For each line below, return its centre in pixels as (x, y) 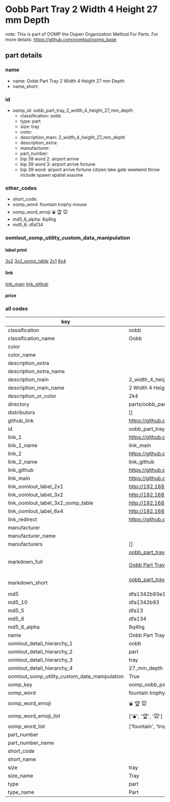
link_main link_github (27, 284)
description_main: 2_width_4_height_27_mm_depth (73, 137)
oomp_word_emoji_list (34, 716)
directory (18, 405)
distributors (22, 413)
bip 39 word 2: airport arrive (50, 158)
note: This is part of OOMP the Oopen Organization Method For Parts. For (82, 34)
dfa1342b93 (144, 603)
